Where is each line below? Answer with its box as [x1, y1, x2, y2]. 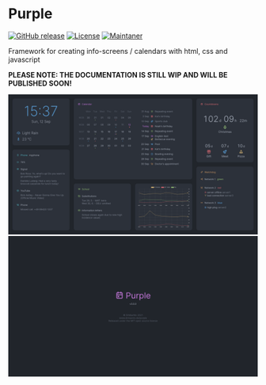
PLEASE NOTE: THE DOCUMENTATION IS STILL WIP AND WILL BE [8, 70, 228, 79]
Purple [8, 5, 53, 23]
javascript [8, 55, 41, 64]
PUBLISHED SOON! [8, 78, 73, 88]
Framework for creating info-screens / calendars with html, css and [8, 46, 228, 55]
